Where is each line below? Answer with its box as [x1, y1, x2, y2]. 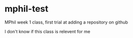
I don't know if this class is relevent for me [4, 28, 91, 34]
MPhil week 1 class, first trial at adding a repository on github [4, 19, 129, 25]
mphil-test [4, 3, 49, 14]
